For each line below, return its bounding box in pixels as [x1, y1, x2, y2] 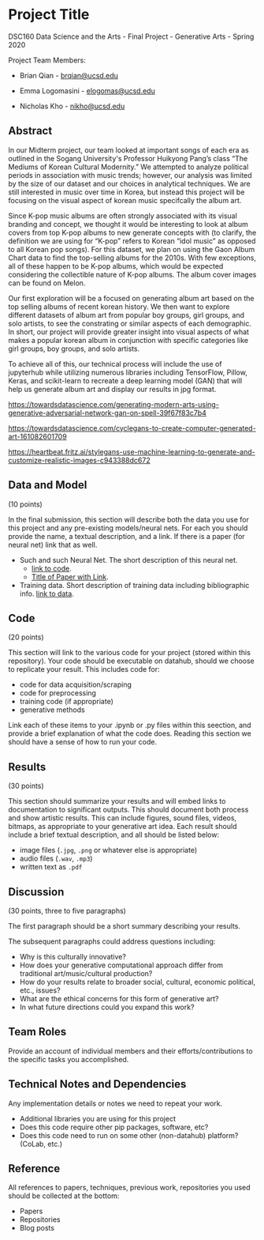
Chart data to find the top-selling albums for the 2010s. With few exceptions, [8, 253, 257, 262]
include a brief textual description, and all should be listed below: [8, 830, 219, 839]
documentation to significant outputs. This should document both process [8, 805, 249, 815]
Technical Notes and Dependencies [8, 1077, 187, 1091]
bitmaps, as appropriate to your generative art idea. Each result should [8, 822, 237, 831]
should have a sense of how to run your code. [8, 737, 158, 747]
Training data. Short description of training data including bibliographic [19, 580, 250, 590]
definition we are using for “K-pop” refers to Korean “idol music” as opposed [8, 236, 256, 246]
